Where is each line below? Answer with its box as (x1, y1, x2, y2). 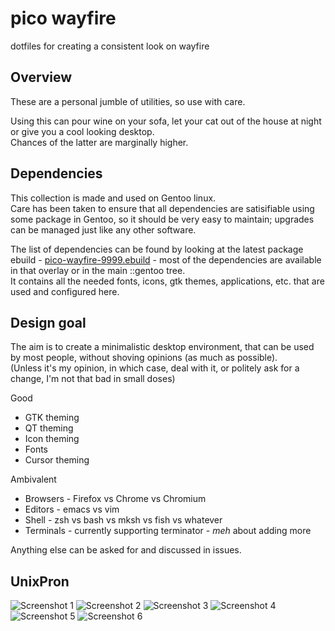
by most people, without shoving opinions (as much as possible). (10, 352, 278, 364)
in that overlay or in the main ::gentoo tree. (10, 264, 186, 276)
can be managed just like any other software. (10, 223, 197, 236)
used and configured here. (10, 285, 120, 297)
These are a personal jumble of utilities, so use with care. (10, 95, 246, 107)
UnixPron (10, 573, 70, 590)
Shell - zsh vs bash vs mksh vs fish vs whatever (24, 514, 223, 526)
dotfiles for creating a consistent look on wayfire (10, 40, 210, 52)
